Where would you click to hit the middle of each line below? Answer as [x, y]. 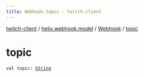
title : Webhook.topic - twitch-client [54, 12]
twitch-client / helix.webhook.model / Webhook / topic [72, 28]
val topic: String [29, 68]
